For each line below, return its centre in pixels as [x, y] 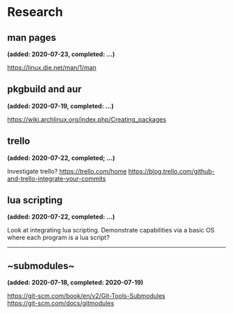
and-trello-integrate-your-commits [57, 178]
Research [35, 12]
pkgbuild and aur [44, 90]
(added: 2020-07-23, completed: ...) [61, 54]
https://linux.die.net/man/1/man [52, 67]
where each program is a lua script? [58, 238]
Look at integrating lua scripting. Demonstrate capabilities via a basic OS [111, 230]
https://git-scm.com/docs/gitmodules [61, 303]
